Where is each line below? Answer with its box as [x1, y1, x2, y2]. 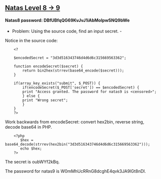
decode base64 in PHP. [5, 124, 52, 130]
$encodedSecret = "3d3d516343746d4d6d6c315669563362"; [14, 55, 127, 60]
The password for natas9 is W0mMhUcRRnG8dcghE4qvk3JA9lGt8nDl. [5, 168, 146, 174]
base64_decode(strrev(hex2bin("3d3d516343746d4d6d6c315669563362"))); [5, 142, 150, 147]
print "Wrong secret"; [22, 98, 68, 103]
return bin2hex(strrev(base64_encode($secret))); [22, 68, 124, 73]
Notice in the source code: [5, 37, 58, 43]
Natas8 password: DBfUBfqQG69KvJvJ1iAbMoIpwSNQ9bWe [5, 17, 130, 23]
